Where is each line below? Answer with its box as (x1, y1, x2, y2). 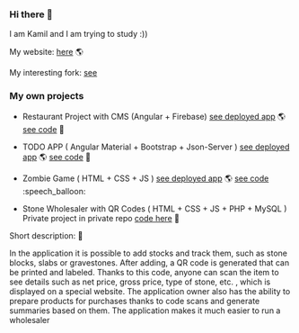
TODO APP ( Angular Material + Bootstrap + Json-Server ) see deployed (22, 141, 290, 152)
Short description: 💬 (9, 229, 84, 241)
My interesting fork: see (9, 67, 98, 78)
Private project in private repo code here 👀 (22, 212, 180, 223)
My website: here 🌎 (9, 47, 84, 58)
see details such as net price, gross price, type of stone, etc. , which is (9, 276, 271, 287)
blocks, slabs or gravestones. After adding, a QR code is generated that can (9, 256, 290, 268)
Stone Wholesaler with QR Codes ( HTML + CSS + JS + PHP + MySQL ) (22, 202, 287, 214)
